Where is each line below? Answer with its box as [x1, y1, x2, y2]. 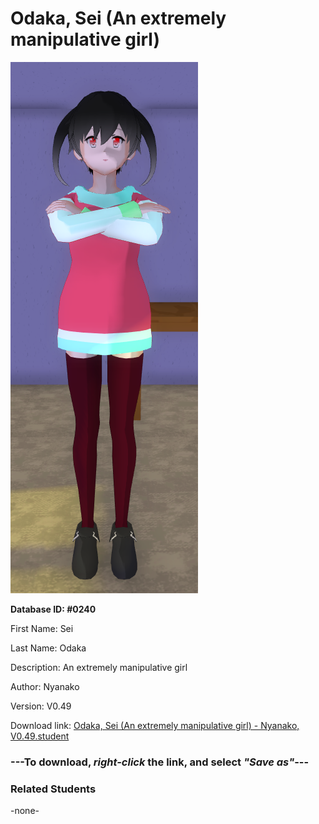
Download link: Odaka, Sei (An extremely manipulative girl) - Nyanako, [10, 719, 300, 731]
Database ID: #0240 [10, 603, 97, 615]
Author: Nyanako [10, 680, 80, 692]
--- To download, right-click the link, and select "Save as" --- [10, 755, 310, 769]
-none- [10, 805, 40, 817]
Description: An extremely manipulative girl [10, 661, 188, 673]
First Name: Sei [10, 622, 74, 634]
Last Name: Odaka [10, 642, 87, 654]
